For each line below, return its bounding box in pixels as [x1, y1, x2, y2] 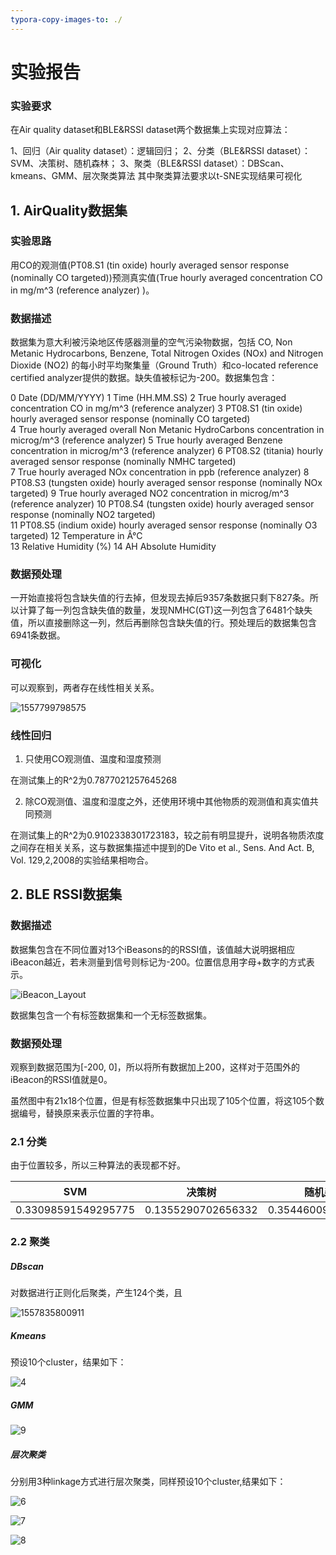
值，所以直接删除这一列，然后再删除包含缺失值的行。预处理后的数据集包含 [10, 617, 317, 629]
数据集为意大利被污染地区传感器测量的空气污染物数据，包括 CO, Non [10, 336, 293, 348]
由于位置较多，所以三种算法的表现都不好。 [10, 1159, 186, 1171]
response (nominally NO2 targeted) [10, 509, 156, 521]
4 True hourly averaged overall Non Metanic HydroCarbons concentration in [10, 424, 325, 436]
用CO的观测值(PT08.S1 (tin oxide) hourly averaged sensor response [10, 259, 290, 271]
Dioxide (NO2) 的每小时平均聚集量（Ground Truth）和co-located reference [10, 359, 319, 371]
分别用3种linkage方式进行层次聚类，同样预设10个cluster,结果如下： [10, 1476, 287, 1488]
